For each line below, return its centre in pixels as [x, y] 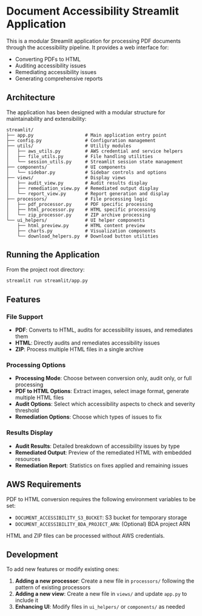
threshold [27, 411]
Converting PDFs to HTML [48, 59]
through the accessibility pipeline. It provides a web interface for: [88, 47]
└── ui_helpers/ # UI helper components [76, 220]
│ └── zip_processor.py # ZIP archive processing [78, 215]
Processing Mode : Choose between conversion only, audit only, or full [103, 378]
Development [32, 554]
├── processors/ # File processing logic [77, 199]
